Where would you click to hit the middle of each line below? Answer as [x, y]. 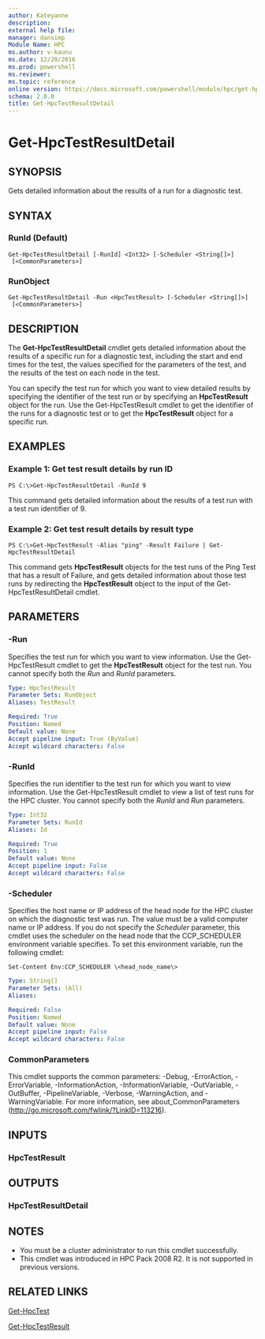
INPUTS [28, 1135]
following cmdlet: [36, 953]
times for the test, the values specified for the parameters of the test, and [127, 364]
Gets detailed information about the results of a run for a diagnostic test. [125, 191]
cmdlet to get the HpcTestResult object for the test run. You [154, 665]
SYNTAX [30, 215]
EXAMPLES [37, 447]
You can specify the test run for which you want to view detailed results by [129, 388]
